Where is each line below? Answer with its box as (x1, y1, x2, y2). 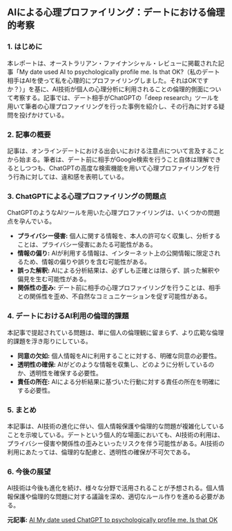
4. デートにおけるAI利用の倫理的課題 (7, 311, 129, 321)
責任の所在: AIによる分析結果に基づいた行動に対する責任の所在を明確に (17, 377, 221, 385)
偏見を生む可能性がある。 (17, 275, 90, 283)
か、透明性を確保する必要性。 (17, 369, 102, 377)
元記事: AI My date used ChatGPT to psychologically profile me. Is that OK (7, 516, 218, 524)
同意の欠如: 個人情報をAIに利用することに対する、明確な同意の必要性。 (17, 351, 221, 360)
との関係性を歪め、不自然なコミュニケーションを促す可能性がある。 (17, 292, 211, 300)
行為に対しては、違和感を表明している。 (12, 172, 128, 181)
